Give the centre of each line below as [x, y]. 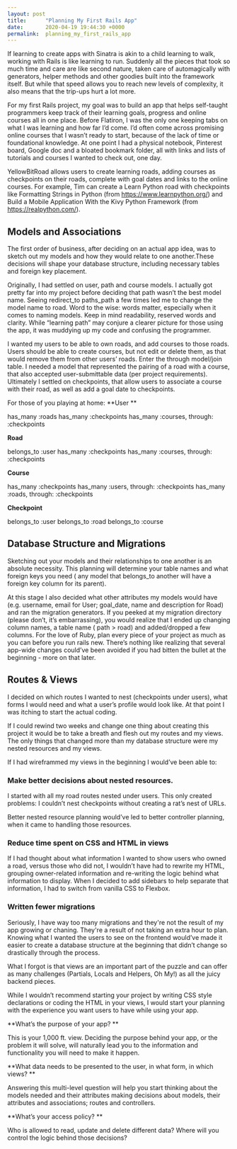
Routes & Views [42, 680]
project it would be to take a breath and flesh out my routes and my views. [115, 733]
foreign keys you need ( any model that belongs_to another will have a [109, 576]
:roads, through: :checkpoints [50, 494]
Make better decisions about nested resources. [90, 780]
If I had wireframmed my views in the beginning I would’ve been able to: [112, 762]
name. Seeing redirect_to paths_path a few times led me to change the [110, 300]
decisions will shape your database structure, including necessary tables [114, 264]
